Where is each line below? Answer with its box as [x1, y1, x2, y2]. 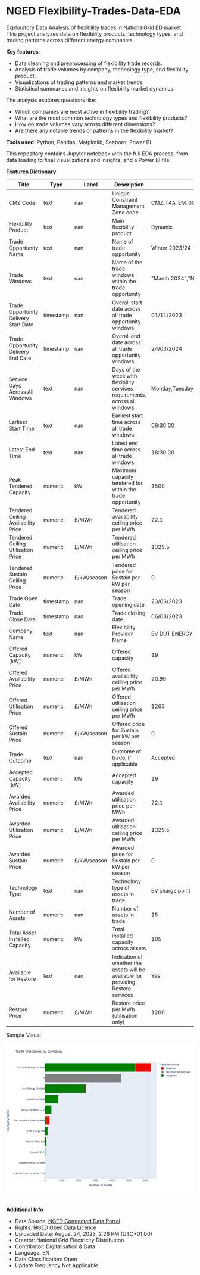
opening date [112, 601, 145, 608]
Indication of [112, 953, 143, 960]
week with [112, 372, 137, 379]
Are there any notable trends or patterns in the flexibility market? [14, 127, 174, 134]
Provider [112, 630, 133, 638]
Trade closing [112, 609, 146, 617]
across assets [112, 945, 146, 952]
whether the [112, 959, 142, 967]
